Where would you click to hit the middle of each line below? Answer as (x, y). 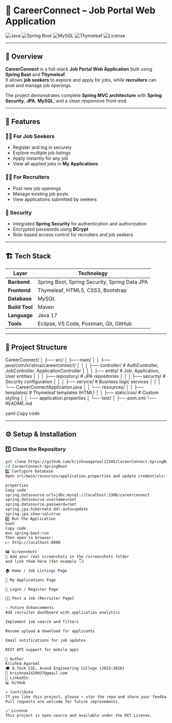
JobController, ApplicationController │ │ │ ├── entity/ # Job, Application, (82, 370)
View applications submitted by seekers (55, 199)
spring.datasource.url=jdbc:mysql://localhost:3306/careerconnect (78, 495)
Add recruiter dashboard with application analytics (63, 613)
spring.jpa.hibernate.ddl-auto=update (47, 509)
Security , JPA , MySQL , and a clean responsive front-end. (67, 101)
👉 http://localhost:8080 (33, 543)
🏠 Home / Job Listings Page (36, 570)
